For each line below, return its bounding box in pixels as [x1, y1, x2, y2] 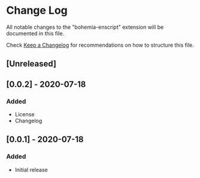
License [14, 111, 35, 118]
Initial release [14, 166, 48, 173]
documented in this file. [6, 29, 65, 37]
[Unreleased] [6, 59, 57, 69]
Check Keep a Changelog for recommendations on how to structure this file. [6, 41, 195, 49]
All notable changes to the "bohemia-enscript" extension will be [6, 23, 164, 31]
